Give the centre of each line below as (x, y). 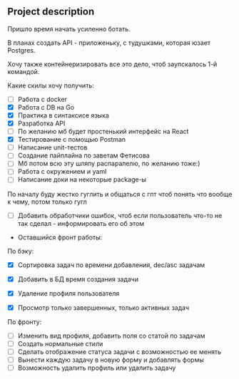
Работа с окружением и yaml (62, 172)
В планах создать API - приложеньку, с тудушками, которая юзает (109, 43)
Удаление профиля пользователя (68, 293)
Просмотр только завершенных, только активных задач (103, 307)
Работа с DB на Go (46, 107)
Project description (51, 12)
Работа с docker (42, 99)
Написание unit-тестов (52, 147)
